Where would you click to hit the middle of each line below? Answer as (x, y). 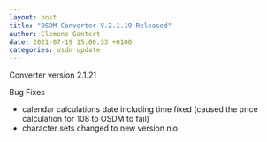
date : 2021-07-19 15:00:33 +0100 (71, 42)
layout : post (33, 17)
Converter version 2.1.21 (53, 75)
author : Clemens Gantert (55, 34)
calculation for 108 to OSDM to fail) (86, 119)
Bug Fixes (27, 93)
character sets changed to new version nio (100, 128)
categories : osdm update (55, 50)
